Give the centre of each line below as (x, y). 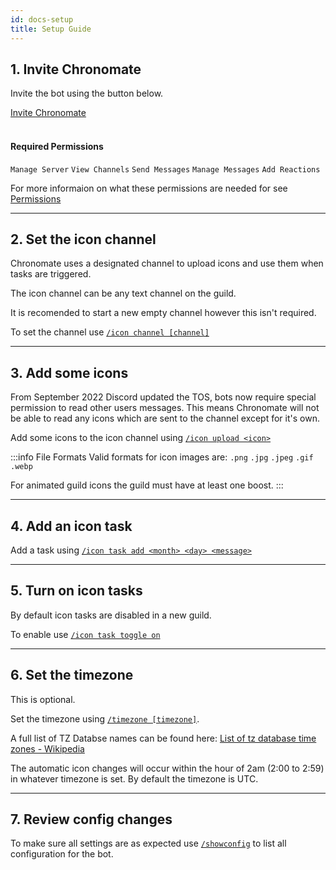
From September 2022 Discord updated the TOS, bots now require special (163, 397)
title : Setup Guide (51, 29)
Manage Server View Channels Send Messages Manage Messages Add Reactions (165, 169)
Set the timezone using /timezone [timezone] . (105, 718)
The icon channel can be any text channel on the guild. (123, 293)
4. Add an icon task (71, 526)
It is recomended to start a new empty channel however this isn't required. (163, 313)
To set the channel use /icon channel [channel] (110, 332)
